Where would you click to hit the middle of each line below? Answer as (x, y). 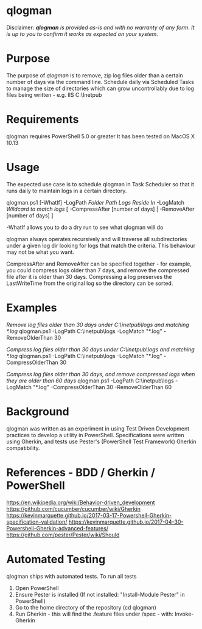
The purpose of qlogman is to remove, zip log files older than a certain (95, 75)
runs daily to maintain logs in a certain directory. (67, 191)
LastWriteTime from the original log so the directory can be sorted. (90, 283)
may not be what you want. (40, 252)
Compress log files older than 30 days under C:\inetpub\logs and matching (100, 349)
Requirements (43, 120)
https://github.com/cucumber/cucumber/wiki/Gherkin (74, 508)
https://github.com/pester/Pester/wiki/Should (63, 535)
